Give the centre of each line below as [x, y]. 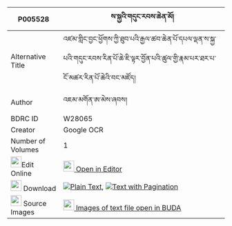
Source [35, 204]
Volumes [25, 150]
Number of [28, 141]
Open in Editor [99, 169]
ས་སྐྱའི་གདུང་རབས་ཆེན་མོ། [142, 17]
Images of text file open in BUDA [128, 208]
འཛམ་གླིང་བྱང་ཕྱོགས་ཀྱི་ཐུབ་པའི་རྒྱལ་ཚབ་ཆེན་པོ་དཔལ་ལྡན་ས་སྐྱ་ [140, 39]
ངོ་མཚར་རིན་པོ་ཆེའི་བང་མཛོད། [99, 78]
